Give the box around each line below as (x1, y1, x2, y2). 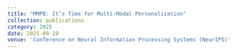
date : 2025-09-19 (7, 29, 59, 37)
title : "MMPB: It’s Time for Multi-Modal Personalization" (7, 10, 187, 18)
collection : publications (7, 17, 84, 24)
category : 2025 (7, 23, 53, 30)
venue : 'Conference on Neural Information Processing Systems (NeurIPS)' (7, 36, 232, 43)
